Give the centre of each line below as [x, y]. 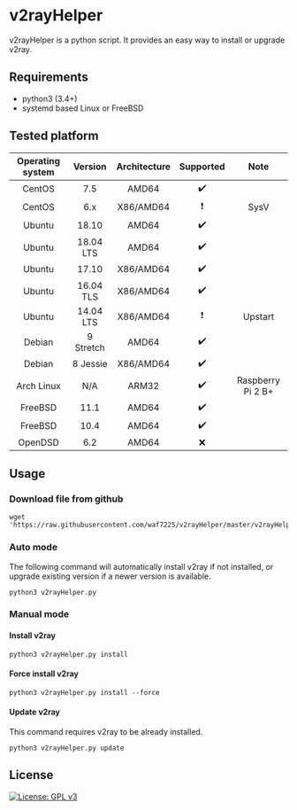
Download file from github [66, 499]
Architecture [143, 167]
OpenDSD [38, 442]
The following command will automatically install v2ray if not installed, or [141, 566]
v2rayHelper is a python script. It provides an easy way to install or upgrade [147, 40]
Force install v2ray [44, 674]
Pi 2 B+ [259, 391]
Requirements [49, 78]
